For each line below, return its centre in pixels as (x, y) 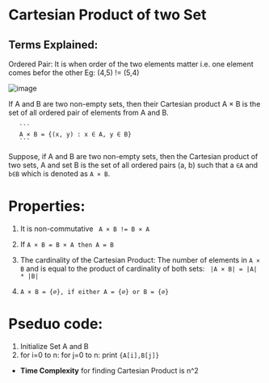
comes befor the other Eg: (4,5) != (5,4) (74, 73)
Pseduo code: (56, 324)
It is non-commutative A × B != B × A (85, 229)
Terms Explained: (53, 45)
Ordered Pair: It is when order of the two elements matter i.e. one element (131, 64)
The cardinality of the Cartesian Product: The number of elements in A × (140, 259)
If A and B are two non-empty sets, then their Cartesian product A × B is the (134, 104)
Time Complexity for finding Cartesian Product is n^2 (109, 370)
